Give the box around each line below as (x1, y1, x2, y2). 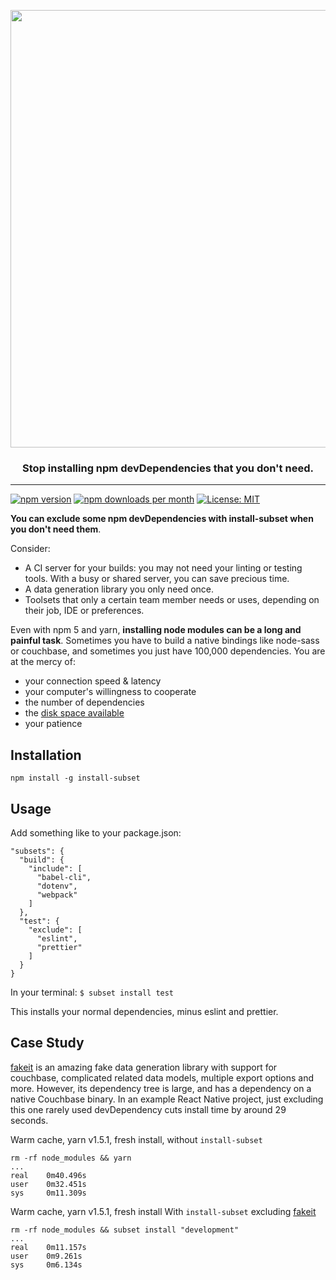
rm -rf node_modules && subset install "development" (10, 1225, 240, 1235)
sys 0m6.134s (10, 1260, 83, 1270)
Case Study (10, 1035, 85, 1052)
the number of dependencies (24, 696, 145, 709)
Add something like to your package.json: (10, 826, 182, 839)
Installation (10, 746, 82, 764)
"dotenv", (36, 881, 78, 891)
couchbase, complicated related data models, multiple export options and (10, 1071, 315, 1084)
